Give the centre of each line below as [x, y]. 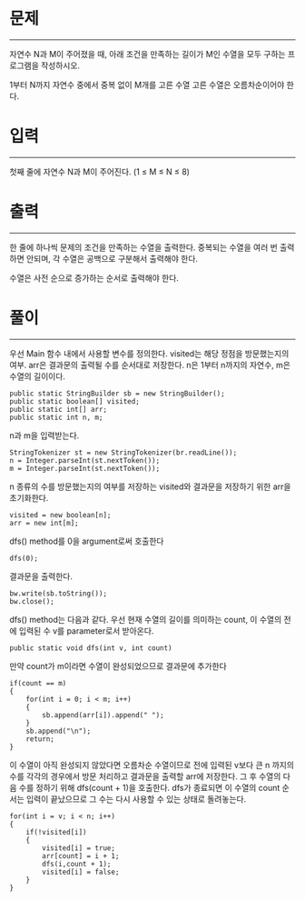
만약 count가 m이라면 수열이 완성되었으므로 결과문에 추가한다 [118, 666]
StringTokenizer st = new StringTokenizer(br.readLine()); [123, 452]
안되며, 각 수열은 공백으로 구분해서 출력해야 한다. [112, 258]
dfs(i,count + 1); [77, 864]
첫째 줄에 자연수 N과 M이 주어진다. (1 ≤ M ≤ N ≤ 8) [100, 171]
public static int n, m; [56, 417]
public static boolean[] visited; [75, 401]
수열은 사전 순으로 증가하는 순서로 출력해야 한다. [94, 277]
